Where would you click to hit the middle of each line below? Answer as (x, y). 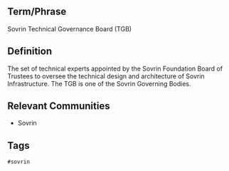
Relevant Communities (59, 106)
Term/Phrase (37, 12)
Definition (30, 52)
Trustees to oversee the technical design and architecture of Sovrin (106, 76)
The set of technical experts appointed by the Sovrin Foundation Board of (115, 68)
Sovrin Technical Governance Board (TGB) (70, 28)
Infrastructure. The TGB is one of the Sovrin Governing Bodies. (99, 83)
